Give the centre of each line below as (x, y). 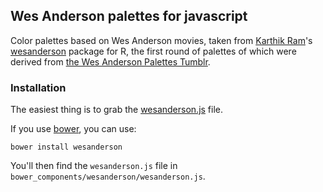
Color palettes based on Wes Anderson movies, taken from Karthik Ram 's (161, 40)
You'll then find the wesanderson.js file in (94, 166)
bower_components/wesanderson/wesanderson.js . (108, 176)
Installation (38, 87)
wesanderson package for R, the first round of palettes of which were (153, 51)
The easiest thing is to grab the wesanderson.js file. (117, 110)
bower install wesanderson (66, 147)
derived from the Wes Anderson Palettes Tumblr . (110, 61)
